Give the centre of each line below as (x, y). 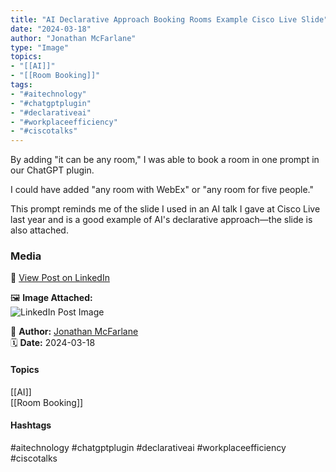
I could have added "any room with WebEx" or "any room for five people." (162, 190)
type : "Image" (40, 47)
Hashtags (31, 425)
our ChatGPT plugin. (52, 170)
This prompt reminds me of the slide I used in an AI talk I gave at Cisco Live (165, 209)
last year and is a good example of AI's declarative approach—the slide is (161, 220)
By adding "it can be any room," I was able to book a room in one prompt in (165, 160)
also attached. (39, 230)
